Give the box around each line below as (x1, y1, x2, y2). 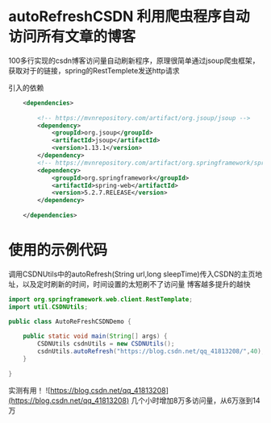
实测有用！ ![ (8, 385, 51, 395)
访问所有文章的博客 (8, 27, 136, 46)
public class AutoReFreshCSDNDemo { (8, 317, 131, 326)
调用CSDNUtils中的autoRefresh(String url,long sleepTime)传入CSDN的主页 (8, 269, 256, 279)
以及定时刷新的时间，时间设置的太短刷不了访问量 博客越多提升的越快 (22, 279, 251, 288)
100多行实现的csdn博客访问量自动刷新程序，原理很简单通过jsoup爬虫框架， (8, 56, 260, 65)
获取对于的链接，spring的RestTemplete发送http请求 (8, 65, 180, 75)
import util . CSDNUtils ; (8, 303, 89, 311)
